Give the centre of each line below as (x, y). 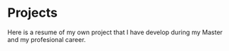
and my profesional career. (47, 39)
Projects (33, 13)
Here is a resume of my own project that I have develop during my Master (115, 32)
